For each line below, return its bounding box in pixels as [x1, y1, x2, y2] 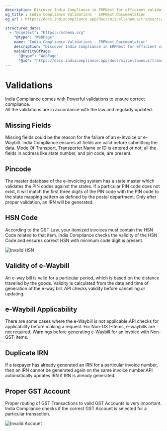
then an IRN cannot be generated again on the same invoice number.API [5, 367, 153, 373]
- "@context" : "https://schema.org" [9, 30, 85, 35]
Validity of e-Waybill [5, 261, 70, 270]
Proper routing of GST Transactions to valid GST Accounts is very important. [5, 400, 162, 406]
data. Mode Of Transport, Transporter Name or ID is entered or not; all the [5, 145, 157, 151]
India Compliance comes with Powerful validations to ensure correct [5, 96, 145, 102]
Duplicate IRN [5, 349, 49, 357]
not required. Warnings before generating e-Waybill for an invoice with [5, 329, 150, 335]
